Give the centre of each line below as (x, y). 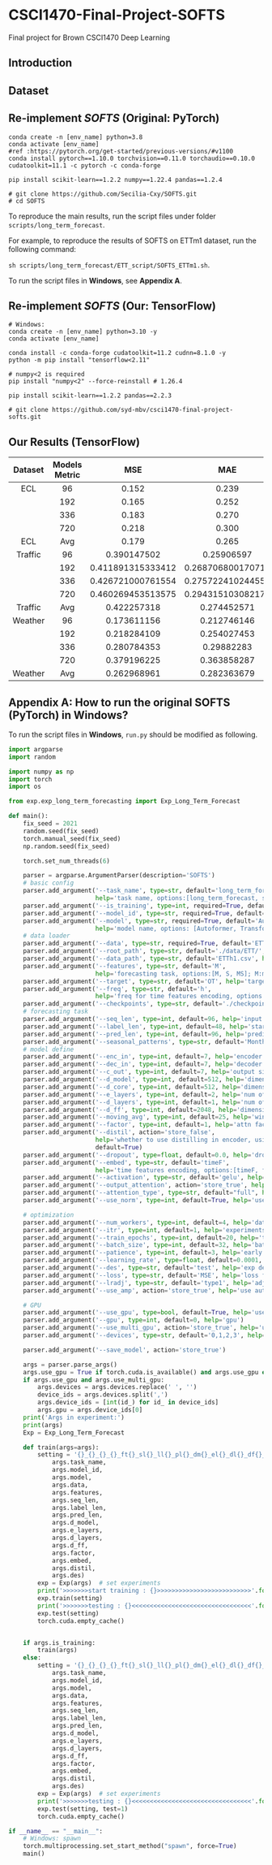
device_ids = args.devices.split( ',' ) (103, 1395)
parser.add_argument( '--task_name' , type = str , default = (119, 891)
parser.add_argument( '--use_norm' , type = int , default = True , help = (137, 1201)
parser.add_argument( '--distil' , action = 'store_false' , (119, 1132)
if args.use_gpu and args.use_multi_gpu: (93, 1380)
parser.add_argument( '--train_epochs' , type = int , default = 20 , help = (141, 1238)
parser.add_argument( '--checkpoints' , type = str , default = (123, 1004)
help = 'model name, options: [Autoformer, (166, 928)
